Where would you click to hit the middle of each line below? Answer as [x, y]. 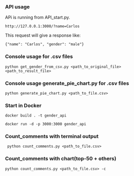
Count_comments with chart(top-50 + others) [61, 158]
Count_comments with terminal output [52, 137]
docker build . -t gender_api [36, 116]
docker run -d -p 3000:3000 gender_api [46, 124]
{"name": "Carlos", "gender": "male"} [45, 44]
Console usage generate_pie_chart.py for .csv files [67, 83]
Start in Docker [23, 105]
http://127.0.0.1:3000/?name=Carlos [42, 26]
